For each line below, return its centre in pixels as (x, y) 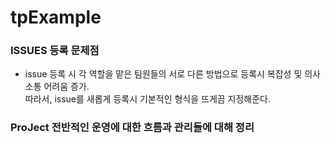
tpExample (56, 17)
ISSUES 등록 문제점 (55, 51)
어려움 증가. (66, 87)
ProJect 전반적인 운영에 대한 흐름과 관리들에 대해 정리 (132, 128)
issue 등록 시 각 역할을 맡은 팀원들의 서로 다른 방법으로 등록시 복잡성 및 (163, 74)
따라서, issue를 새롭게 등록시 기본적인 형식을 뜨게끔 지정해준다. (148, 99)
